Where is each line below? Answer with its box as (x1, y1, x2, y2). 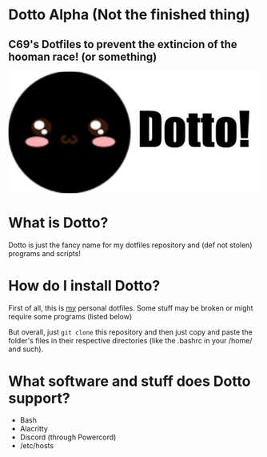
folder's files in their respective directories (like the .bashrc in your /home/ (8, 335, 253, 345)
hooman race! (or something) (8, 50, 157, 63)
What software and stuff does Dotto (8, 372, 251, 390)
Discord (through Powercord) (19, 432, 117, 442)
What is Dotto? (8, 214, 109, 231)
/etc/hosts (19, 441, 54, 451)
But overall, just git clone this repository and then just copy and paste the (8, 327, 253, 337)
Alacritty (19, 424, 48, 434)
